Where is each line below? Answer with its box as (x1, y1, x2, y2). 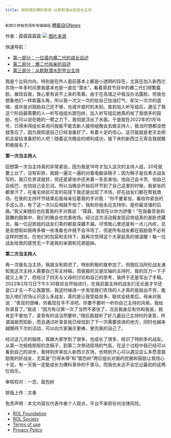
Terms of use (12, 421, 41, 427)
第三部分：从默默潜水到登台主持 (12, 67, 80, 73)
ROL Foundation (12, 410, 47, 417)
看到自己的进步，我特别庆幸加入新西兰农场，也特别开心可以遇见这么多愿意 (5, 348, 161, 354)
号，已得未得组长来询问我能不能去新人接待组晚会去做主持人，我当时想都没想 (5, 123, 166, 129)
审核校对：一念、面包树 (5, 378, 54, 385)
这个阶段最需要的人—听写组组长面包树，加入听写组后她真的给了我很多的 (5, 110, 157, 116)
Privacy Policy (12, 426, 43, 433)
